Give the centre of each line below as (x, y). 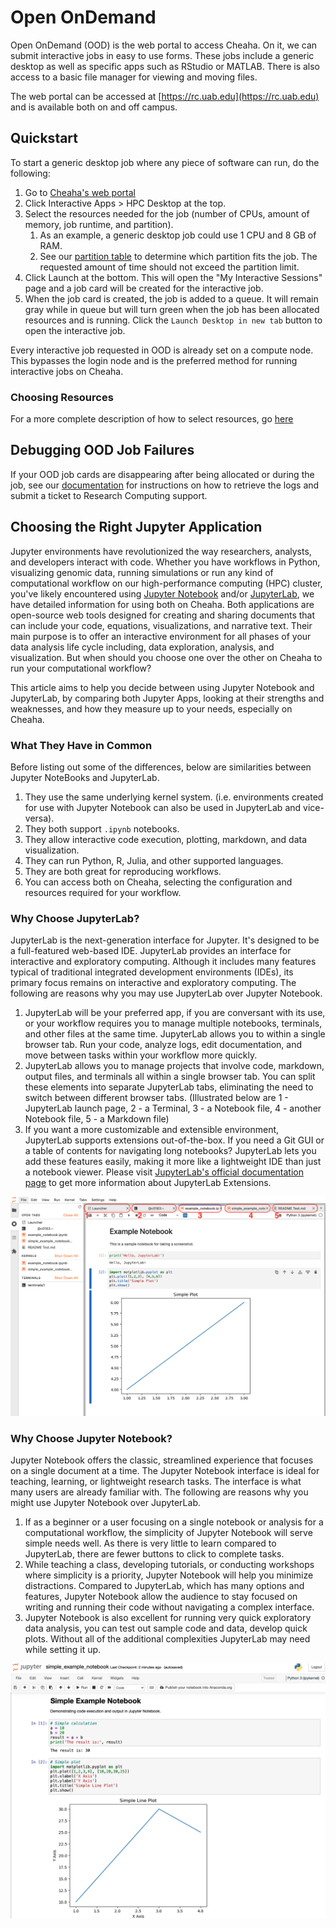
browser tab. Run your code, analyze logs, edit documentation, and (163, 1045)
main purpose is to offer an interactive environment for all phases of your (161, 636)
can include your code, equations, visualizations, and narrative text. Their (161, 625)
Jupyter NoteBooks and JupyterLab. (85, 777)
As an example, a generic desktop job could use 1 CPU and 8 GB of (178, 235)
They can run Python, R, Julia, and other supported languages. (154, 860)
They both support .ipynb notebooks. (102, 828)
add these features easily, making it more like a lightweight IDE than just (173, 1162)
